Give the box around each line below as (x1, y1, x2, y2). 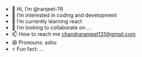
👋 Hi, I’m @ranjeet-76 (11, 6, 63, 12)
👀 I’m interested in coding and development (11, 12, 117, 19)
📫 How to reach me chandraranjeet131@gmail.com (11, 31, 136, 37)
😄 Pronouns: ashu (11, 39, 57, 46)
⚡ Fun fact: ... (11, 45, 44, 52)
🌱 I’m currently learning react (11, 18, 82, 24)
